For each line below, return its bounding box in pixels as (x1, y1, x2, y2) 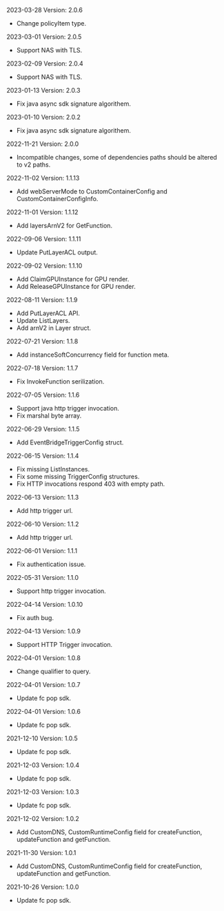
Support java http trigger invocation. (16, 404, 120, 412)
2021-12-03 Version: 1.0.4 (6, 761, 80, 769)
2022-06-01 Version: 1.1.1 (6, 547, 77, 555)
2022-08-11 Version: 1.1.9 (6, 296, 78, 303)
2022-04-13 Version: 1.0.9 (6, 627, 81, 635)
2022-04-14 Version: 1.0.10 (6, 601, 83, 608)
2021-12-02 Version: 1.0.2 (6, 815, 80, 823)
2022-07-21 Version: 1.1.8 (6, 337, 79, 345)
